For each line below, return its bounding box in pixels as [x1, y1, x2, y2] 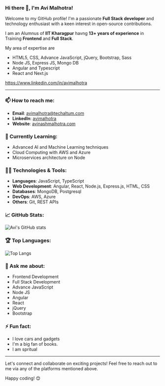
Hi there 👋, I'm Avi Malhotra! [5, 4, 73, 11]
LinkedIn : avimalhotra [12, 115, 56, 121]
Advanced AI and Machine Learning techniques [12, 144, 109, 150]
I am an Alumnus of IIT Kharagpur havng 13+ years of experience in [5, 31, 144, 36]
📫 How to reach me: [5, 97, 55, 104]
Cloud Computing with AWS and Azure [12, 149, 91, 155]
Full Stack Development [12, 279, 60, 285]
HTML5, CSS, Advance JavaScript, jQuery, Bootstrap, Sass [12, 55, 132, 61]
